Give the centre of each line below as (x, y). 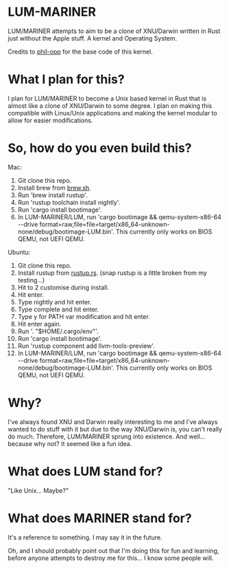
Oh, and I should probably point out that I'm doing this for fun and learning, (113, 550)
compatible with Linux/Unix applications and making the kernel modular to (113, 113)
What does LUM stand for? (85, 471)
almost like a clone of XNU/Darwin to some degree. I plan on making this (110, 105)
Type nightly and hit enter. (55, 302)
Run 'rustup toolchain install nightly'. (69, 202)
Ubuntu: (19, 252)
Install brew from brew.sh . (54, 188)
